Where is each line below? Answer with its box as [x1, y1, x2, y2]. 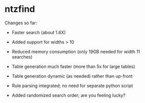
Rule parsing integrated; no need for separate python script [11, 83, 133, 89]
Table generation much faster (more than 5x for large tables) [11, 63, 136, 69]
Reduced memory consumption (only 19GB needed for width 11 [11, 49, 141, 54]
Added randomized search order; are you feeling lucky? [11, 92, 126, 98]
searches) [11, 53, 33, 60]
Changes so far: [4, 20, 38, 26]
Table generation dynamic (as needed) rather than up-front [11, 73, 133, 79]
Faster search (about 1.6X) [11, 29, 66, 35]
